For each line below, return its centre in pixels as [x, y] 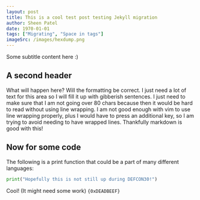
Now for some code [44, 147]
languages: [20, 168]
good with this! [25, 128]
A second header [39, 76]
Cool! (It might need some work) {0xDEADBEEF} [63, 190]
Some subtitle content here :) [42, 57]
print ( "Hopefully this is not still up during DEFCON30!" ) [82, 179]
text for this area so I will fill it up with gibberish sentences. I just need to [96, 96]
